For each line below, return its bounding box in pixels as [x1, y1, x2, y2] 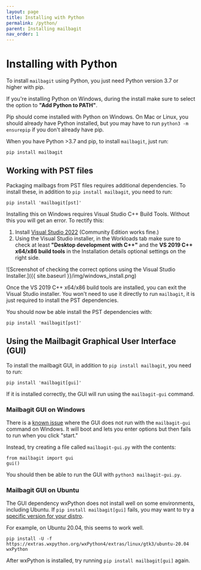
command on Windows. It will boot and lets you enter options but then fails [6, 425, 191, 433]
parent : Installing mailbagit [6, 25, 82, 32]
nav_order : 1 [6, 31, 39, 37]
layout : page [6, 8, 39, 15]
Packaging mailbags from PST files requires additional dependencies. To [6, 181, 186, 189]
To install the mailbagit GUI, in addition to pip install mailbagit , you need [6, 362, 192, 369]
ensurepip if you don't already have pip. [6, 126, 104, 133]
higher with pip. [6, 84, 45, 91]
